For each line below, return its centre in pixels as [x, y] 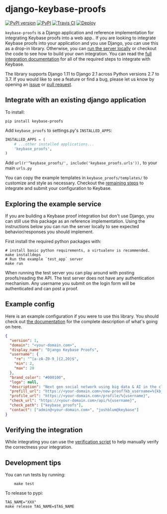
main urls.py [19, 168]
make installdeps [23, 255]
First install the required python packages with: [53, 242]
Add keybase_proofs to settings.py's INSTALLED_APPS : [59, 130]
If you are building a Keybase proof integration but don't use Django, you [80, 216]
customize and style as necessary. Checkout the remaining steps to [75, 183]
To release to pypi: [24, 493]
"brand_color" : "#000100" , [38, 377]
